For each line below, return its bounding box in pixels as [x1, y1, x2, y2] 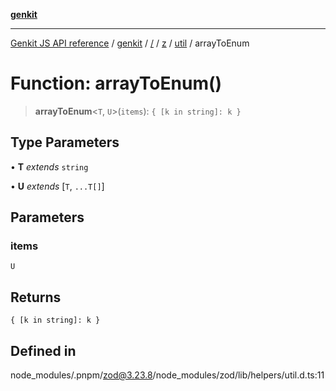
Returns [10, 289, 62, 306]
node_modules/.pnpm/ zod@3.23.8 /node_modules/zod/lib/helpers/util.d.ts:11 [10, 369, 325, 381]
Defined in [10, 342, 77, 359]
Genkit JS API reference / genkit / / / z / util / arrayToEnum [10, 37, 250, 49]
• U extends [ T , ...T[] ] [10, 180, 105, 192]
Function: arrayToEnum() [10, 72, 223, 95]
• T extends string [10, 160, 89, 173]
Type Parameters [10, 134, 120, 151]
